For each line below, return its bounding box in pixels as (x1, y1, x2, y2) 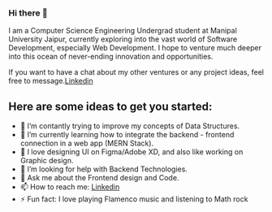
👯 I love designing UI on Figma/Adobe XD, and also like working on (19, 147, 244, 157)
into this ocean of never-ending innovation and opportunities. (8, 52, 214, 62)
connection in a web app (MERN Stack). (19, 138, 154, 149)
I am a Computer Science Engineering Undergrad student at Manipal (8, 26, 237, 36)
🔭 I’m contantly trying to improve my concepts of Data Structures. (19, 121, 240, 131)
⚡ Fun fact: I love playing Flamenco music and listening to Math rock (19, 194, 248, 204)
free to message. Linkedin (8, 76, 93, 86)
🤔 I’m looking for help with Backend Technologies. (19, 164, 188, 174)
